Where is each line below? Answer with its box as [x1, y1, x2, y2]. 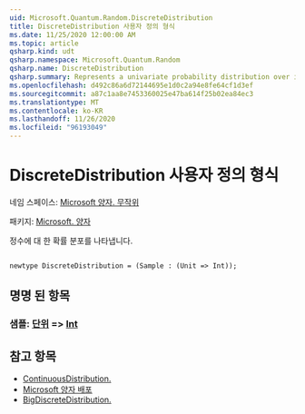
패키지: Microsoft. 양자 [9, 215, 91, 227]
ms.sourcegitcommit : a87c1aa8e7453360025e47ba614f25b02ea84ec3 [9, 89, 254, 98]
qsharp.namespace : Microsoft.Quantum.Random [9, 55, 181, 64]
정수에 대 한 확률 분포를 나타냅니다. [9, 235, 133, 246]
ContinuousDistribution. [22, 373, 112, 384]
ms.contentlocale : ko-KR [9, 106, 103, 115]
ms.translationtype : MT [9, 97, 100, 107]
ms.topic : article [9, 38, 79, 48]
